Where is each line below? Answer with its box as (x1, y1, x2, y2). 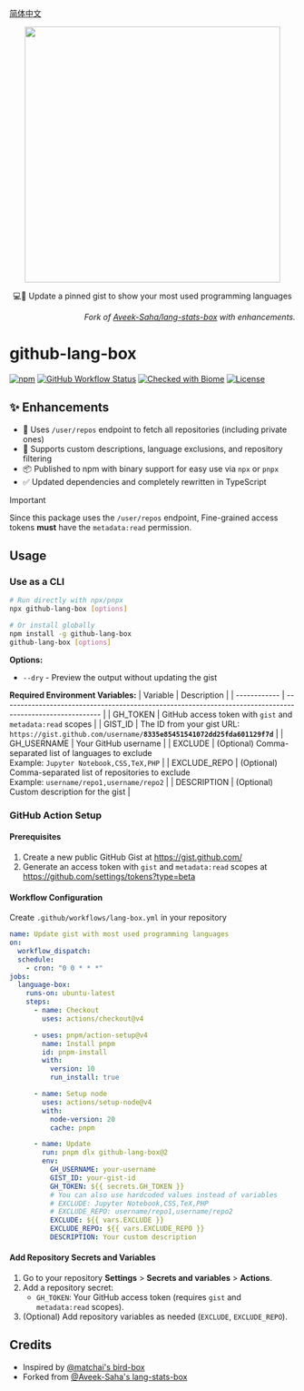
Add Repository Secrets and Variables (9, 1252, 156, 1263)
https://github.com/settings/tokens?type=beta (22, 871, 196, 882)
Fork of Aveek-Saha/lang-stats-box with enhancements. (83, 312, 296, 322)
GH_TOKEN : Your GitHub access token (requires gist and (35, 1292, 242, 1303)
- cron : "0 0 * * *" (25, 963, 103, 973)
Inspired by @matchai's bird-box (22, 1361, 145, 1372)
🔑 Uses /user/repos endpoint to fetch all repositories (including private (22, 424, 288, 435)
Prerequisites (9, 832, 62, 842)
